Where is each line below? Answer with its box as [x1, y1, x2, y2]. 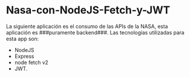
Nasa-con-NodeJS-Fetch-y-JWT [6, 3, 171, 17]
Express [14, 52, 34, 60]
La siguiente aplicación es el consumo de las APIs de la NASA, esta [6, 23, 168, 30]
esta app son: [6, 35, 39, 42]
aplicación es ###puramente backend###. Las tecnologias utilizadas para [6, 29, 185, 36]
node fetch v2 [14, 59, 49, 66]
